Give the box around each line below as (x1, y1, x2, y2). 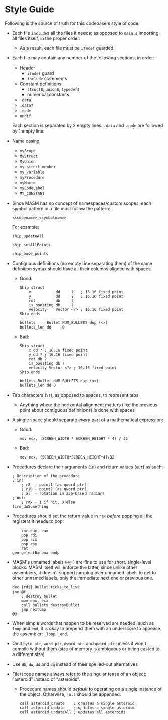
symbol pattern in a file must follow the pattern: (12, 205, 110, 211)
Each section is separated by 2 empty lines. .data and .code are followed (12, 122, 163, 128)
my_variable (19, 170, 45, 175)
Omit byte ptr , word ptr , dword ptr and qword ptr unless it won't (12, 640, 146, 646)
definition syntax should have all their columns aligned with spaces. (12, 266, 152, 272)
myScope (19, 148, 36, 153)
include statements (27, 75, 67, 81)
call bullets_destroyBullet (21, 602, 80, 608)
